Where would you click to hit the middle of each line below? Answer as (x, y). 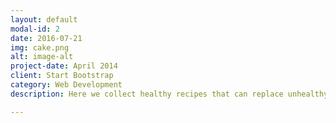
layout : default (44, 19)
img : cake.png (40, 47)
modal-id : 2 (35, 29)
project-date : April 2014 (64, 66)
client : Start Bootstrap (62, 76)
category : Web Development (66, 85)
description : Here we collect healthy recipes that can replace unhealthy (169, 94)
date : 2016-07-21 (46, 38)
